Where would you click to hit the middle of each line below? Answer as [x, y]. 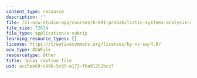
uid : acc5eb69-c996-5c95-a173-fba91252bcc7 [60, 66]
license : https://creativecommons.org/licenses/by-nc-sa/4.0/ [84, 45]
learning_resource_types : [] [42, 39]
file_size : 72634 [27, 28]
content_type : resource [35, 11]
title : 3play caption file [39, 60]
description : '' [26, 17]
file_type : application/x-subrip [47, 33]
